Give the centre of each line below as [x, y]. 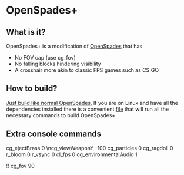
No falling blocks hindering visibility [58, 64]
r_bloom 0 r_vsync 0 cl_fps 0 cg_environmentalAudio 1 [72, 154]
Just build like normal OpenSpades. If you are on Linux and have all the [92, 103]
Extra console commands [54, 134]
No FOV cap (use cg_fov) [45, 57]
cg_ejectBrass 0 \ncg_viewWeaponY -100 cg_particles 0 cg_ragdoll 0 [90, 148]
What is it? [26, 32]
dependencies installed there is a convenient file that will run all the [88, 109]
